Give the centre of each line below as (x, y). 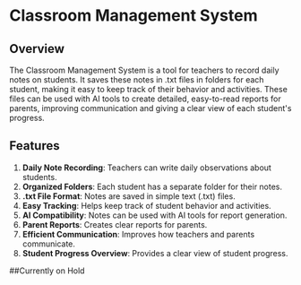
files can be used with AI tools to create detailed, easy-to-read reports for (146, 99)
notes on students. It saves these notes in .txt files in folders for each (137, 80)
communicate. (49, 244)
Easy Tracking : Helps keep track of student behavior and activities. (146, 205)
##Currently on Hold (47, 271)
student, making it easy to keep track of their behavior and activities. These (149, 89)
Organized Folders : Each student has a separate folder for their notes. (152, 186)
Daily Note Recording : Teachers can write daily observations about (146, 168)
